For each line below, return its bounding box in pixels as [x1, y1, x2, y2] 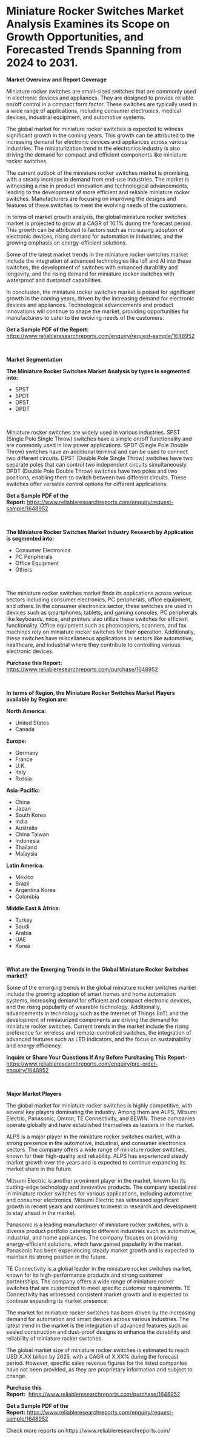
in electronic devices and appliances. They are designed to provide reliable [6, 94, 194, 101]
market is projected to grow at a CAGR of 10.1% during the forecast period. [6, 220, 192, 227]
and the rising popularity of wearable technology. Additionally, [6, 1003, 162, 1010]
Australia [15, 824, 38, 831]
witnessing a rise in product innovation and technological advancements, [6, 182, 189, 189]
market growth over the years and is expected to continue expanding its [6, 1158, 186, 1166]
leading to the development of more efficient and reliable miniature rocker [6, 188, 190, 195]
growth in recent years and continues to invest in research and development [6, 1203, 197, 1210]
